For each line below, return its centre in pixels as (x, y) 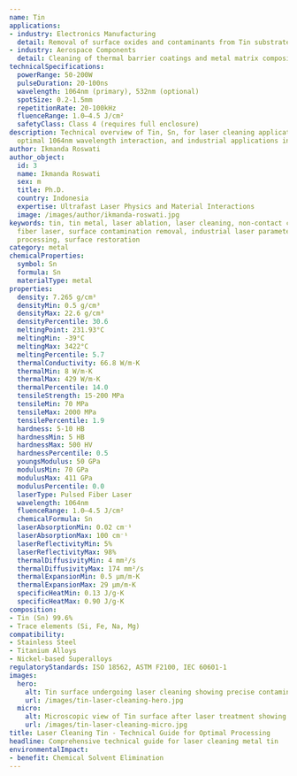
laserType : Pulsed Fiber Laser (75, 495)
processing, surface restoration (79, 240)
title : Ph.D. (41, 190)
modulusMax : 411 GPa (55, 478)
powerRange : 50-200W (55, 75)
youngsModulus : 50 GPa (59, 462)
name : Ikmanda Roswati (59, 173)
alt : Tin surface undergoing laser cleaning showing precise (140, 692)
